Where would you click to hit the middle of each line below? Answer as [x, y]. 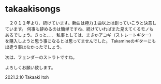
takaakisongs [33, 9]
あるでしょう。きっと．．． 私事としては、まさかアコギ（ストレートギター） [79, 35]
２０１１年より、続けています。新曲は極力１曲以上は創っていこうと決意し [83, 23]
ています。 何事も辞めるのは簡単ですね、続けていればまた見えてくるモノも [79, 29]
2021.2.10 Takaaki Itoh [27, 77]
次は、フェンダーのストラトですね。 [41, 57]
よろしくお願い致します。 [30, 67]
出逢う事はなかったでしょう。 [35, 47]
